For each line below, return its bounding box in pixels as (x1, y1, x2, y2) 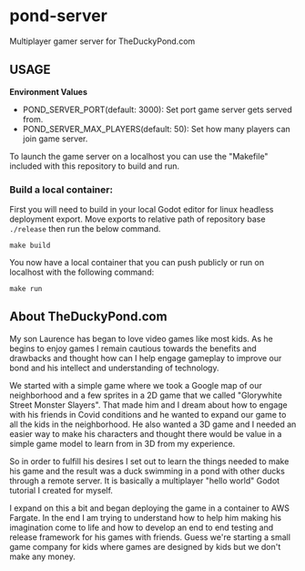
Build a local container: (9, 183, 114, 196)
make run (9, 285, 43, 294)
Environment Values (9, 86, 88, 97)
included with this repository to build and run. (9, 161, 180, 171)
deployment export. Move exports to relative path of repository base (9, 213, 266, 224)
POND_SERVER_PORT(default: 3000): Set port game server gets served (22, 104, 293, 115)
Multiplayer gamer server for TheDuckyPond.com (9, 36, 196, 47)
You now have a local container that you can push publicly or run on (9, 257, 265, 268)
